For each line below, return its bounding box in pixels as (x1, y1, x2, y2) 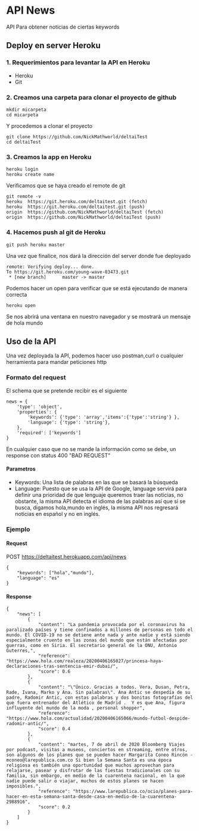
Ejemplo (6, 525, 30, 533)
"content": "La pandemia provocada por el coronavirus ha (38, 622, 185, 628)
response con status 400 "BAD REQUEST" (6, 452, 111, 459)
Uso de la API (6, 336, 57, 346)
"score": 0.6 (38, 668, 70, 675)
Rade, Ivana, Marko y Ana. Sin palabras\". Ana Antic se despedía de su (6, 689, 191, 696)
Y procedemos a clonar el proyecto (6, 122, 93, 129)
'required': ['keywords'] (17, 429, 82, 435)
